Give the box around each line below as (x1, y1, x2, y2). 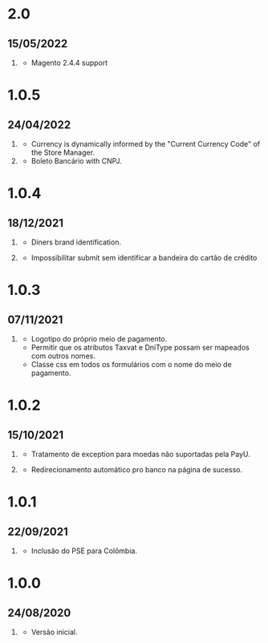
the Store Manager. (30, 148, 95, 157)
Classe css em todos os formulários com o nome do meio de (30, 360, 232, 369)
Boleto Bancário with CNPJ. (30, 156, 122, 165)
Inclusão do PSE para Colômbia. (30, 546, 138, 556)
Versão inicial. (30, 627, 78, 637)
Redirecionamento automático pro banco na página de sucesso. (30, 465, 243, 474)
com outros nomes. (30, 351, 95, 361)
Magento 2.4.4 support (30, 58, 108, 67)
